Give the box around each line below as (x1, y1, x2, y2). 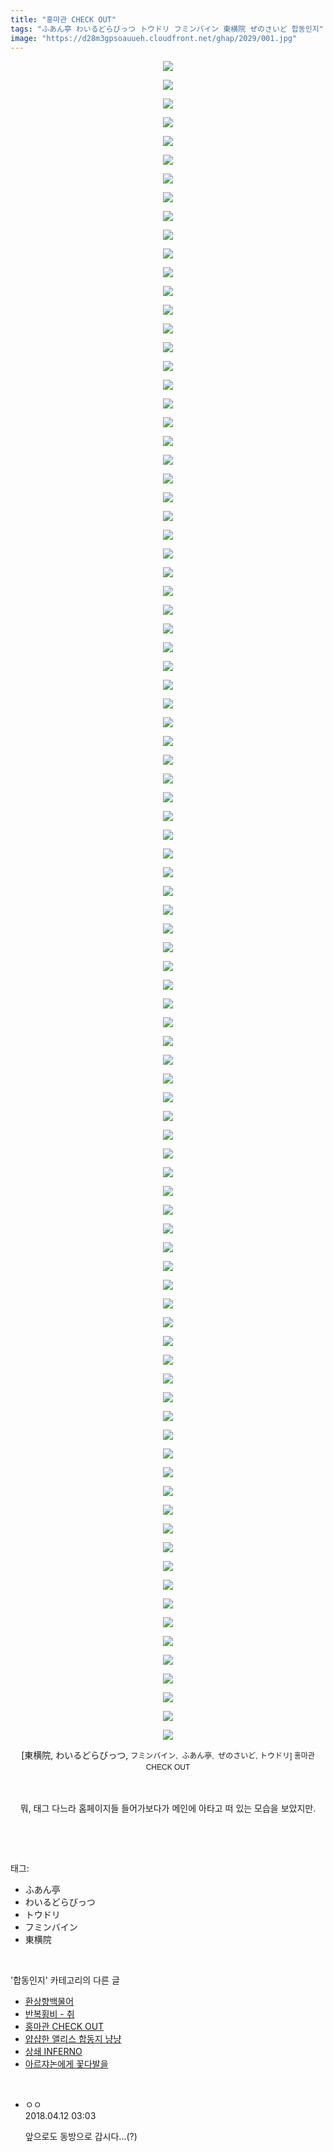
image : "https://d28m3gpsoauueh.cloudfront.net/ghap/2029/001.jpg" (10, 33, 298, 43)
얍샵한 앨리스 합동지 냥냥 (24, 2033, 122, 2045)
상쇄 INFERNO (24, 2046, 83, 2058)
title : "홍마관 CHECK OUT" (10, 14, 117, 25)
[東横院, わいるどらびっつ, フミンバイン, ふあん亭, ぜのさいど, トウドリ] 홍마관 (21, 1749, 315, 1761)
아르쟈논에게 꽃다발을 (24, 2058, 109, 2070)
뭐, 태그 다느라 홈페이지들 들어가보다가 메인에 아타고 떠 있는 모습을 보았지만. (19, 1802, 317, 1815)
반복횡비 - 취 (24, 2008, 75, 2020)
